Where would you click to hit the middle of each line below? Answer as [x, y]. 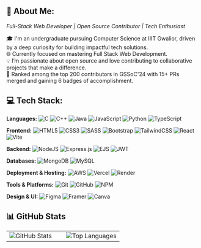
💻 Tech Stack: [35, 101]
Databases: [21, 161]
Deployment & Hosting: [36, 172]
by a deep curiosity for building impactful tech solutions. [77, 47]
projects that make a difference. [46, 68]
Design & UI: [22, 196]
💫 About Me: [31, 11]
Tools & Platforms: [30, 184]
